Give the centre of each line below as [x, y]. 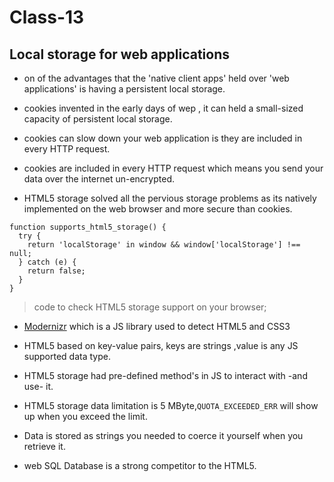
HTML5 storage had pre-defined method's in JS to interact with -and [165, 375]
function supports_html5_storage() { [88, 227]
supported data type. [67, 356]
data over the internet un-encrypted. [99, 179]
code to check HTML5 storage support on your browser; [150, 307]
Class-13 [47, 17]
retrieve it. [44, 446]
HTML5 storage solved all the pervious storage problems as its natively [170, 198]
